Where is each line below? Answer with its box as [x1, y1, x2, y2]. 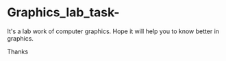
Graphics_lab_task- [7, 5, 120, 20]
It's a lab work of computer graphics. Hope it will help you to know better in [7, 27, 220, 35]
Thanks [7, 47, 29, 56]
